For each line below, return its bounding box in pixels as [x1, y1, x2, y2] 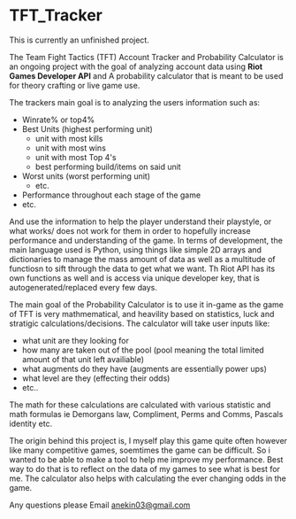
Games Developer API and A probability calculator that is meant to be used [9, 70, 284, 81]
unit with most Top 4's [34, 151, 117, 162]
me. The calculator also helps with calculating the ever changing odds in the [9, 473, 287, 484]
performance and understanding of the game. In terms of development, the [9, 235, 283, 245]
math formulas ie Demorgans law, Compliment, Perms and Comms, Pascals [9, 408, 284, 419]
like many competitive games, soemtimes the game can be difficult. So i [9, 445, 271, 455]
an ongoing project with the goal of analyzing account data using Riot [9, 61, 263, 72]
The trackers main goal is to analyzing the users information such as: [9, 97, 261, 107]
